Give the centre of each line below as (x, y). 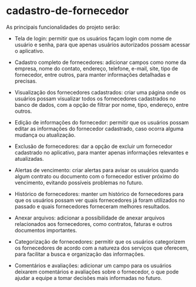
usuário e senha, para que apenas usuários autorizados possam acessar (102, 45)
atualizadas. (29, 158)
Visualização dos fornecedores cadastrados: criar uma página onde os (100, 92)
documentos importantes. (46, 230)
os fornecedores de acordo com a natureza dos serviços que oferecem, (102, 248)
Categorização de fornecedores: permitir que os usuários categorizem (100, 241)
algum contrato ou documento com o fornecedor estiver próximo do (97, 176)
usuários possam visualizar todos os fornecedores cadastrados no (95, 99)
